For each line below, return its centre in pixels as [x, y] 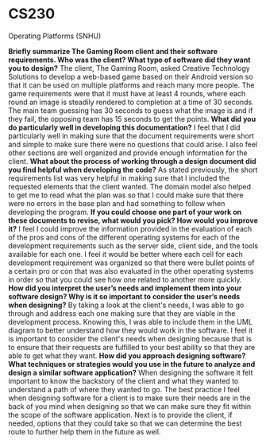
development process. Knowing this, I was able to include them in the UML [130, 321]
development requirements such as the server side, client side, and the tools [133, 245]
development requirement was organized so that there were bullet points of [131, 263]
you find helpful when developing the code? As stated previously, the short [133, 169]
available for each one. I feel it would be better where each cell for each [126, 254]
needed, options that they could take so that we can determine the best [125, 423]
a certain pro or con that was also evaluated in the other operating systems [131, 271]
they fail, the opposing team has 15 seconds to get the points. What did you [132, 119]
